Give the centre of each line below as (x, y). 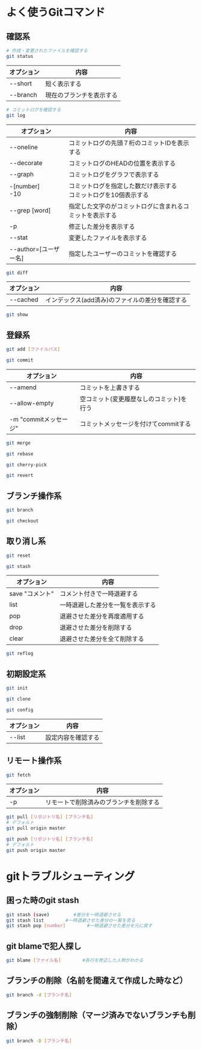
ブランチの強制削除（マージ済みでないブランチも (97, 1015)
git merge (19, 443)
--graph (22, 174)
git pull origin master (36, 828)
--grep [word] (30, 210)
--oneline (23, 147)
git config (20, 710)
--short (20, 83)
